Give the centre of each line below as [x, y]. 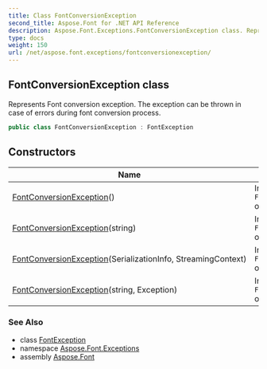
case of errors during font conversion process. [85, 112]
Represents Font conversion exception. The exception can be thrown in [125, 104]
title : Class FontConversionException [72, 16]
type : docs [26, 38]
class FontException [52, 340]
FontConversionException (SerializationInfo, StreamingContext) [130, 258]
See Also [26, 322]
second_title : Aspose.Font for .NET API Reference [94, 23]
